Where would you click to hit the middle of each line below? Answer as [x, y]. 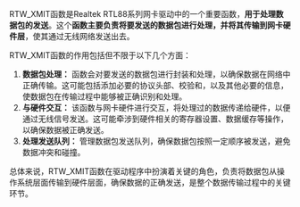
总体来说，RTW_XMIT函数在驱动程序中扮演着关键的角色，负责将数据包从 [143, 171]
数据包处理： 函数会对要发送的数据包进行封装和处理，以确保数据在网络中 [156, 74]
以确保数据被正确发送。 [65, 130]
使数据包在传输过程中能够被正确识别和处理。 [104, 96]
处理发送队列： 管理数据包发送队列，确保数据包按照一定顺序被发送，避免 [156, 141]
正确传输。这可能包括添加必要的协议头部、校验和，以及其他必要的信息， [155, 85]
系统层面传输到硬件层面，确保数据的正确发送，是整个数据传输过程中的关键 [154, 182]
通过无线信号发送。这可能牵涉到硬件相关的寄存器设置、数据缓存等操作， [155, 119]
